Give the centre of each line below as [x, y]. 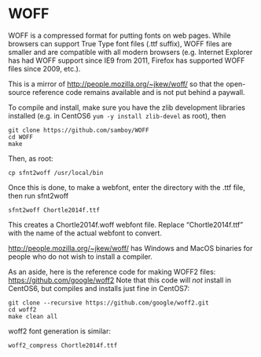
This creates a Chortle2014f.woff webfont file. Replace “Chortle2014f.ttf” [126, 224]
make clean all [33, 316]
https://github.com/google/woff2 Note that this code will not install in [120, 280]
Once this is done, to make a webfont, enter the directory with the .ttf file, [127, 187]
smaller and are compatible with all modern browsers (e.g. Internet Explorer [130, 52]
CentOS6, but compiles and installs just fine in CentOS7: [99, 288]
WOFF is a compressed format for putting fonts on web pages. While [119, 35]
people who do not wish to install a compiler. [81, 257]
